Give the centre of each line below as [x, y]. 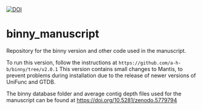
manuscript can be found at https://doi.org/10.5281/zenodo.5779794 [92, 100]
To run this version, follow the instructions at [62, 62]
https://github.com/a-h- [150, 63]
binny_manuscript [53, 34]
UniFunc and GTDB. [31, 81]
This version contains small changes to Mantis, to [121, 69]
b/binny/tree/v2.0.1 [32, 69]
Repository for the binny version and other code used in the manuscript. [96, 50]
